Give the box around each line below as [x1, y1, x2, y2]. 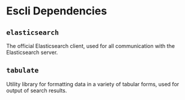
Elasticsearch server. [6, 49, 58, 56]
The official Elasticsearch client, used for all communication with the [6, 43, 175, 49]
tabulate [6, 66, 39, 75]
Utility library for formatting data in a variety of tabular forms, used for [6, 80, 180, 87]
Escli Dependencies [6, 4, 107, 18]
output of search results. [6, 87, 67, 94]
